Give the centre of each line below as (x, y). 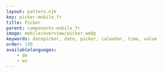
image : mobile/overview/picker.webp (51, 34)
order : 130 (19, 45)
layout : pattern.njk (32, 11)
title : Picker (24, 22)
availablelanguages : (32, 50)
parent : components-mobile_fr (43, 28)
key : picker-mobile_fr (34, 17)
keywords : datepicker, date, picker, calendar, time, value (82, 39)
